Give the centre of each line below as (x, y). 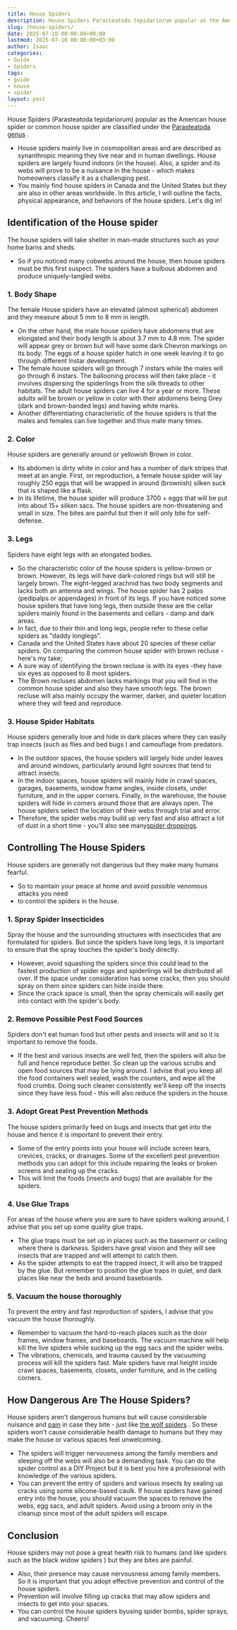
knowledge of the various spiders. (67, 1476)
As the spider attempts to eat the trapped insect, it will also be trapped (120, 1263)
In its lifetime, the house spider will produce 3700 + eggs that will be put (122, 498)
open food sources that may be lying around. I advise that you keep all (120, 1071)
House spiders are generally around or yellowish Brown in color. (100, 454)
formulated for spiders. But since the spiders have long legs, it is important (116, 942)
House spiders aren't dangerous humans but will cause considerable (107, 1417)
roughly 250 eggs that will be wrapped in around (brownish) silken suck (122, 483)
